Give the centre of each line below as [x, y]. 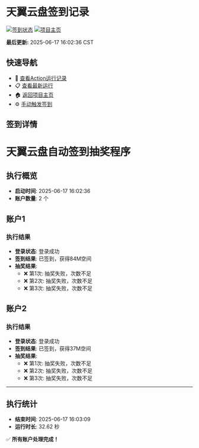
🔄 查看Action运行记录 [41, 78]
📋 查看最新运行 [34, 85]
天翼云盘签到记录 [48, 12]
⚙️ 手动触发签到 [33, 104]
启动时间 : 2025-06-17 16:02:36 [52, 191]
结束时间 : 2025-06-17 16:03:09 [52, 419]
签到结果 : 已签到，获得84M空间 [53, 259]
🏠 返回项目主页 [34, 95]
